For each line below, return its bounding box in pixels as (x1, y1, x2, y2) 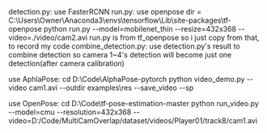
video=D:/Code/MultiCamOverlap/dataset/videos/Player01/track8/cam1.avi (8, 116, 257, 125)
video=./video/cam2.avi (8, 32, 87, 42)
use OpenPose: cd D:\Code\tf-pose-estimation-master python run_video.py (8, 99, 259, 108)
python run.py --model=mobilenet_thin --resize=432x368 (43, 24, 237, 33)
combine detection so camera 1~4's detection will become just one (8, 50, 232, 59)
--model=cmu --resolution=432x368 (8, 107, 132, 117)
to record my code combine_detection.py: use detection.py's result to (8, 41, 240, 51)
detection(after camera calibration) (8, 58, 125, 68)
